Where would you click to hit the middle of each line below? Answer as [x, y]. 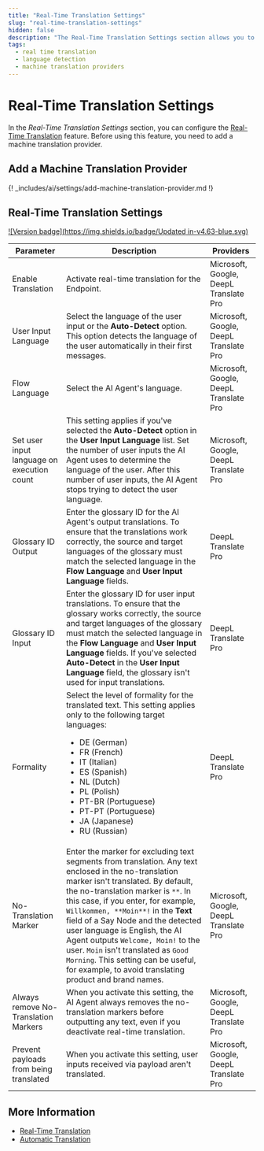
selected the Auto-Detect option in [131, 431]
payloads [29, 1060]
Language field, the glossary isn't [128, 672]
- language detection [51, 60]
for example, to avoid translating [125, 970]
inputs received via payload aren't [128, 1064]
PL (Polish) [100, 792]
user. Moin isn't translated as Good [127, 950]
